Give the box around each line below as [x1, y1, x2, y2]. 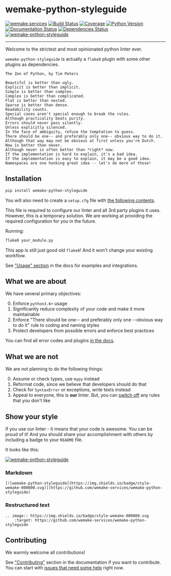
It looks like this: [5, 446, 39, 452]
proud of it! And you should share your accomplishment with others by [5, 431, 153, 437]
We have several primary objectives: [5, 291, 81, 297]
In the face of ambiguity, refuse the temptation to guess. [5, 129, 136, 134]
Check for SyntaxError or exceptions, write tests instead [12, 387, 131, 393]
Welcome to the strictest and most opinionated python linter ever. [5, 46, 142, 52]
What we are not [5, 352, 59, 361]
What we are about [5, 277, 67, 285]
